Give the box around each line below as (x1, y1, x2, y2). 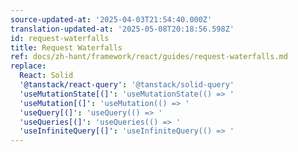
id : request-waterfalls (10, 33, 110, 43)
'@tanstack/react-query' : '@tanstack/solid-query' (19, 80, 235, 90)
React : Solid (19, 71, 74, 81)
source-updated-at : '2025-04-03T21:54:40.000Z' (10, 14, 213, 25)
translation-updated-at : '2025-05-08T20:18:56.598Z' (10, 24, 235, 34)
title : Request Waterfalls (10, 42, 123, 53)
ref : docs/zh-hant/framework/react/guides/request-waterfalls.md (10, 52, 288, 62)
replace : (10, 61, 47, 71)
